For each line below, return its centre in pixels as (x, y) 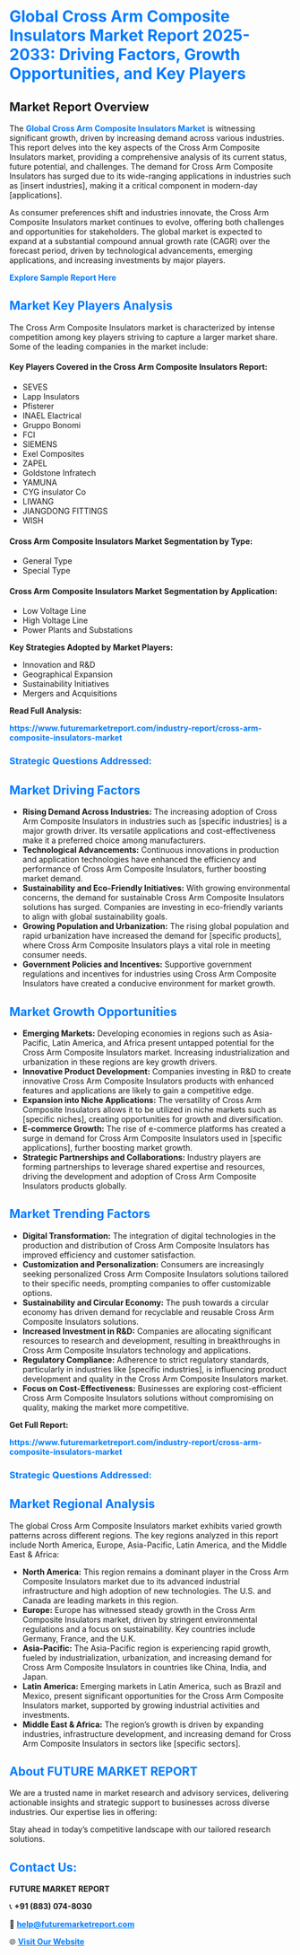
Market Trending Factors (80, 1214)
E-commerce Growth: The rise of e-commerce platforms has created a (154, 1128)
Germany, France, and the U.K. (79, 1638)
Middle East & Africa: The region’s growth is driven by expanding (143, 1724)
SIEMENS (40, 444)
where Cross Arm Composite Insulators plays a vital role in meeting (146, 945)
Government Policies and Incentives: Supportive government (137, 964)
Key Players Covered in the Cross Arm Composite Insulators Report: (139, 367)
